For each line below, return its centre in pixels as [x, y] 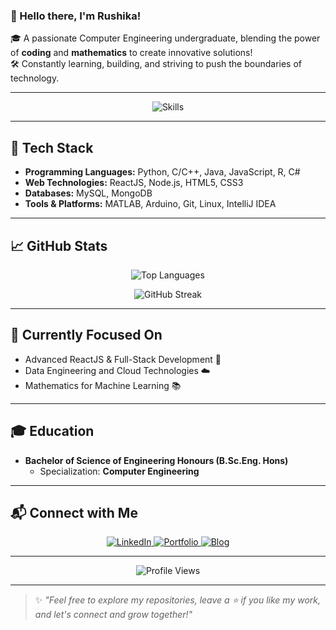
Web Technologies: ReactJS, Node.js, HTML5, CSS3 [134, 183]
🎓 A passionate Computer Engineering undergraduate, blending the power [165, 38]
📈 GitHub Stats [59, 245]
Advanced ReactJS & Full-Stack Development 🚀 [123, 359]
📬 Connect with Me [74, 512]
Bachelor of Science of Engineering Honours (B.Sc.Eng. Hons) [156, 460]
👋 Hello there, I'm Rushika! [76, 16]
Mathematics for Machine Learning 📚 [103, 385]
